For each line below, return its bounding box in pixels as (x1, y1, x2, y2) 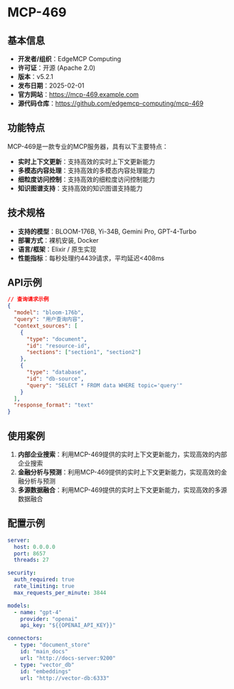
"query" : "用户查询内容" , (14, 316, 84, 323)
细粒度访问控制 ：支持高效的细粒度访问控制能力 (17, 175, 155, 184)
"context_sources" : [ (14, 322, 78, 330)
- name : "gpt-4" (14, 609, 62, 616)
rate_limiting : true (14, 583, 75, 590)
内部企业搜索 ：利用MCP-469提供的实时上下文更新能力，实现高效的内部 (17, 450, 228, 458)
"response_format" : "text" (14, 401, 94, 409)
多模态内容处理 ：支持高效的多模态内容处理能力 (17, 166, 155, 174)
